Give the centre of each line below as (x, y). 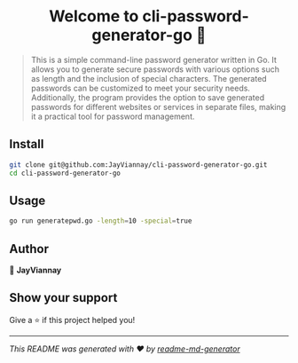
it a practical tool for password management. (113, 116)
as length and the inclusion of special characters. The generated (149, 78)
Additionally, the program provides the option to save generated (148, 97)
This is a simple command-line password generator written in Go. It (154, 59)
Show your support (63, 298)
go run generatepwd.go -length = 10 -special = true (101, 221)
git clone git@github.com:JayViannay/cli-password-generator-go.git (138, 165)
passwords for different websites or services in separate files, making (158, 107)
